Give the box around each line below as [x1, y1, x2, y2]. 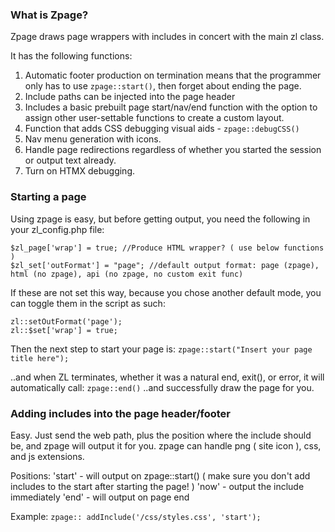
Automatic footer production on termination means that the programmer [24, 69, 322, 82]
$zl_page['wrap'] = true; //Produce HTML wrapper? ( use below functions [10, 243, 325, 253]
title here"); [10, 353, 70, 363]
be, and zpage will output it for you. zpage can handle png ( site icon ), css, [10, 439, 322, 452]
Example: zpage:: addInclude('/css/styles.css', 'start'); [10, 510, 262, 522]
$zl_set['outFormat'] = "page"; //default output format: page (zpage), [10, 260, 320, 270]
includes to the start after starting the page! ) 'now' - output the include [10, 480, 305, 492]
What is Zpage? [10, 8, 89, 22]
